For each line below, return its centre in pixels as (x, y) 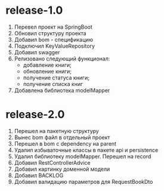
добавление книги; (47, 65)
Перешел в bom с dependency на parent (65, 143)
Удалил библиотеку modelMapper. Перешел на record (83, 156)
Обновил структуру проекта (50, 33)
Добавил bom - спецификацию (54, 39)
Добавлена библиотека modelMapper (62, 90)
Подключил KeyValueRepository (54, 46)
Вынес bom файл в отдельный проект (62, 137)
